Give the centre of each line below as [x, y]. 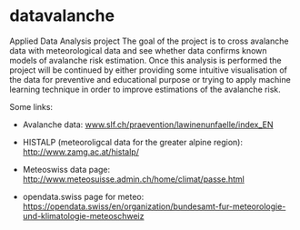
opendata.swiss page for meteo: [83, 196]
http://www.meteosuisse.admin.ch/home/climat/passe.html [134, 179]
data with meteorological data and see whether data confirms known [138, 50]
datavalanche [62, 16]
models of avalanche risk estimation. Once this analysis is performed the [145, 60]
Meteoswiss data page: [66, 169]
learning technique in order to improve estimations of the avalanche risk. [145, 89]
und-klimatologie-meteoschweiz [83, 215]
